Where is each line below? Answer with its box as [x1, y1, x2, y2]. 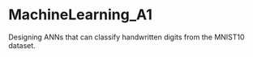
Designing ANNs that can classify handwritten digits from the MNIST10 [8, 32, 245, 42]
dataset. [8, 40, 36, 50]
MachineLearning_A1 [8, 6, 152, 24]
